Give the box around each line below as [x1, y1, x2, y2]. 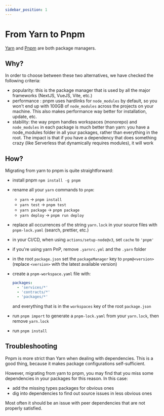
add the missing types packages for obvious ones [12, 385, 114, 391]
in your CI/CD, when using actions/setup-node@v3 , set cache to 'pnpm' [12, 237, 154, 243]
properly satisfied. [5, 405, 42, 411]
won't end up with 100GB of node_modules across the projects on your [12, 103, 154, 109]
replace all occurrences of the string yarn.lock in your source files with [12, 222, 158, 228]
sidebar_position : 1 [5, 7, 48, 12]
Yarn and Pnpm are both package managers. [5, 45, 96, 51]
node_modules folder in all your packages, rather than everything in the [12, 129, 158, 135]
